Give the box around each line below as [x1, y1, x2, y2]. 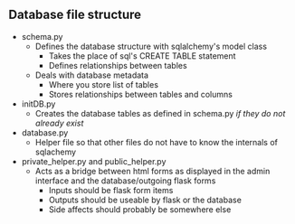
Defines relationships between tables [48, 60, 187, 70]
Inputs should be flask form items [48, 184, 174, 195]
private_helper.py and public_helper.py [21, 155, 167, 166]
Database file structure [8, 7, 142, 23]
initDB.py [21, 98, 56, 109]
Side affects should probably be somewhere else [48, 203, 232, 215]
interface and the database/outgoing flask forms [34, 175, 216, 186]
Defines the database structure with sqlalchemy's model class [34, 41, 268, 51]
